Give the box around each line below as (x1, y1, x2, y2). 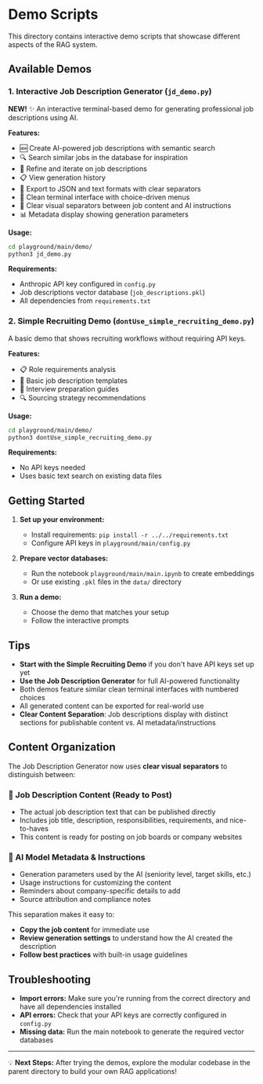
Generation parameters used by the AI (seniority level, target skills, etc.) (19, 870, 252, 879)
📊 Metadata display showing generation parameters (19, 210, 189, 219)
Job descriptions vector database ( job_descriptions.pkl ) (19, 288, 206, 297)
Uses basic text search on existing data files (19, 471, 162, 480)
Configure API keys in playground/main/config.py (31, 538, 191, 548)
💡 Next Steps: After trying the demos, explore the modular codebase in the (8, 1058, 250, 1068)
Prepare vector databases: (19, 553, 109, 563)
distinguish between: (8, 769, 76, 779)
